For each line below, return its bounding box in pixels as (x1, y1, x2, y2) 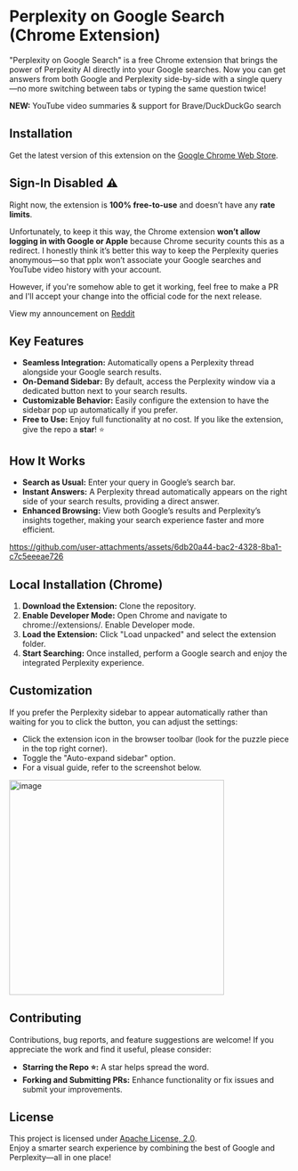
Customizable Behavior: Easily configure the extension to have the (21, 395, 270, 406)
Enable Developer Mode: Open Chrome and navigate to (21, 610, 228, 620)
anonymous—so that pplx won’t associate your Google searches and (9, 254, 262, 265)
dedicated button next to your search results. (21, 386, 189, 397)
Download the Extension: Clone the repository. (21, 601, 197, 611)
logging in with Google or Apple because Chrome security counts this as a (9, 235, 285, 246)
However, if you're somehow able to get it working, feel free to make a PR (9, 281, 278, 291)
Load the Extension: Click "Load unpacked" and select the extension (21, 629, 277, 639)
